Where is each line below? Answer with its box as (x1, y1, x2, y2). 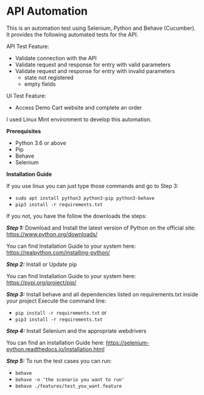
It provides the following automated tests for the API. (6, 30, 138, 38)
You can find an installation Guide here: (6, 339, 105, 346)
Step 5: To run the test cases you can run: (6, 357, 112, 365)
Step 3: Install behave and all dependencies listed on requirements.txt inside (6, 290, 199, 298)
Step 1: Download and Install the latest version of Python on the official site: (6, 224, 196, 231)
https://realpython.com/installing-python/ (6, 248, 110, 256)
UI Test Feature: (6, 92, 47, 99)
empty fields (24, 80, 56, 88)
